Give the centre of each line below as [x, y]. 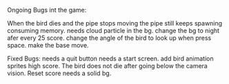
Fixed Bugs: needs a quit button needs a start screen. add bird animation [110, 59]
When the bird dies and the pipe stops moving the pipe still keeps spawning [115, 23]
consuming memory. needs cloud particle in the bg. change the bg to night [113, 31]
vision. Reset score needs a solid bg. [59, 73]
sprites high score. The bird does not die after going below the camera [108, 66]
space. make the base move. [48, 45]
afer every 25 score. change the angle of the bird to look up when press [109, 38]
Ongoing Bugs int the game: [47, 10]
